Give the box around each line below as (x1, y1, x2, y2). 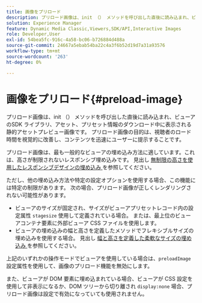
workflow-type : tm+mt (6, 48, 61, 54)
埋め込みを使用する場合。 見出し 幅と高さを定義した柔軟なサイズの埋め (14, 234, 192, 242)
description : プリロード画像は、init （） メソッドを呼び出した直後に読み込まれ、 (6, 14, 192, 20)
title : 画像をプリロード (6, 8, 61, 15)
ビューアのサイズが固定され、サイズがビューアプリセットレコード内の (14, 204, 188, 211)
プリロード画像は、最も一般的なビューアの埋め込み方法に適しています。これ (6, 149, 195, 156)
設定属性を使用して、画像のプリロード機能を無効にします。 (6, 263, 153, 270)
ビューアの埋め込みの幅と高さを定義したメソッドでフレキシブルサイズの (14, 227, 194, 234)
